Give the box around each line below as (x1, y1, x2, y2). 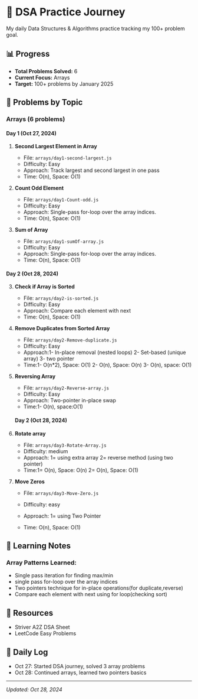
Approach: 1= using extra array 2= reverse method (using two (23, 454, 174, 461)
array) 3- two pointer (23, 355, 75, 362)
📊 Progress (6, 49, 50, 59)
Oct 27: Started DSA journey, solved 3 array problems (14, 662, 146, 669)
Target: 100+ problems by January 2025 (14, 80, 114, 87)
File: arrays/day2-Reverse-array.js (23, 384, 110, 392)
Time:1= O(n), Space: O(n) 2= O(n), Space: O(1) (23, 466, 138, 473)
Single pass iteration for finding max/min (14, 572, 114, 579)
